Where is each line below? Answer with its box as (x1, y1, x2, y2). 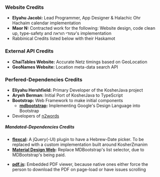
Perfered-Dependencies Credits (5, 76, 83, 83)
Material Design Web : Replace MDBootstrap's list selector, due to (12, 146, 144, 152)
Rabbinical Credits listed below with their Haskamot (12, 35, 115, 41)
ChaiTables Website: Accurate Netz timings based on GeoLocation (12, 59, 147, 65)
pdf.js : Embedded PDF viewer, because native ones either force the (12, 161, 148, 167)
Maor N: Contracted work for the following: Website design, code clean (12, 25, 156, 31)
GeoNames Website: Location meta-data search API (12, 64, 118, 70)
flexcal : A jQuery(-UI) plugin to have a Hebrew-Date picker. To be (12, 136, 144, 142)
